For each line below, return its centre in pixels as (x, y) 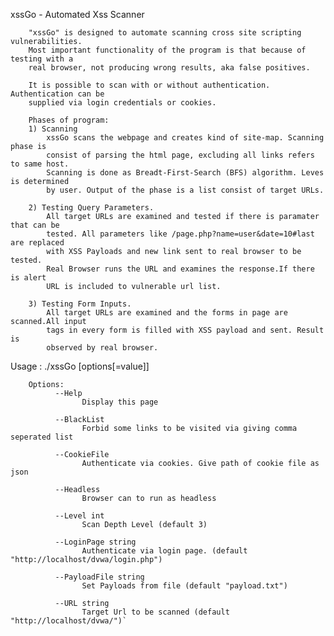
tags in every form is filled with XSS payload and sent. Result (185, 330)
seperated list (42, 437)
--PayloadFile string (99, 577)
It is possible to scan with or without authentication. (149, 85)
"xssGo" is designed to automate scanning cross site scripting (165, 33)
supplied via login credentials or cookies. (122, 103)
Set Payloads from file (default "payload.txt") (184, 586)
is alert (28, 278)
